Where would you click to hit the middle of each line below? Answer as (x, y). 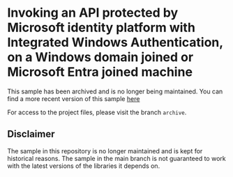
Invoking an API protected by (93, 13)
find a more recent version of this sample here (74, 98)
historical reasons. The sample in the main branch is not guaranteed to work (116, 158)
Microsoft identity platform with (101, 28)
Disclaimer (31, 134)
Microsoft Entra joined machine (100, 72)
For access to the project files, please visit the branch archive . (97, 112)
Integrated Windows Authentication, (115, 43)
